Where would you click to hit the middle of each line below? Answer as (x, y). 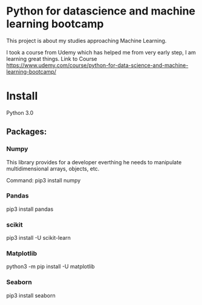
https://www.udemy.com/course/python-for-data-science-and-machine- (97, 65)
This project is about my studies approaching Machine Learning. (86, 40)
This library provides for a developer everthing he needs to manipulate (94, 162)
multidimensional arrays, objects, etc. (53, 169)
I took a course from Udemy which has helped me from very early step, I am (101, 52)
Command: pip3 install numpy (44, 180)
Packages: (27, 132)
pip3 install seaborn (31, 295)
